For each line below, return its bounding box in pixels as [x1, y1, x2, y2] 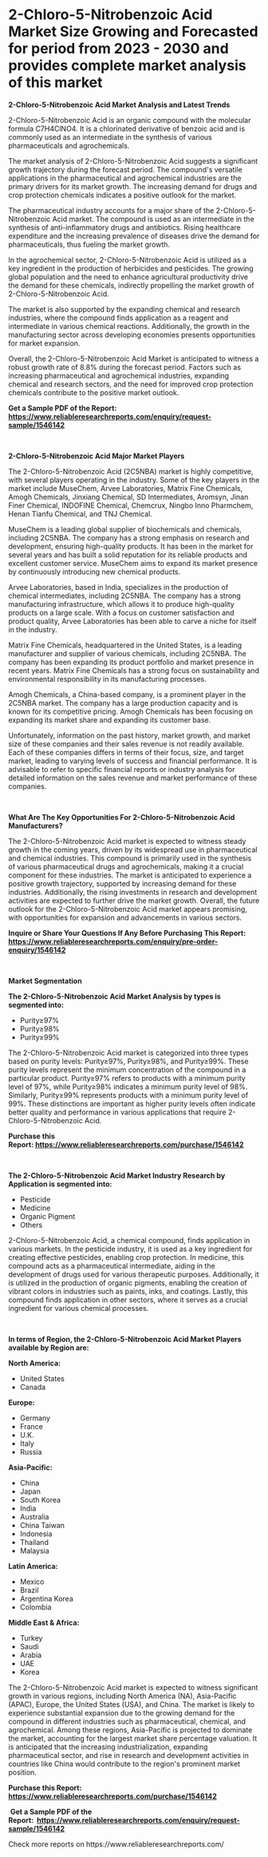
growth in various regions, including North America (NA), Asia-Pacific [8, 1691, 237, 1701]
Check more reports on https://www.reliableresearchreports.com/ [8, 1839, 225, 1849]
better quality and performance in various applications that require [8, 1107, 227, 1117]
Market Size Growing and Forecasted [8, 22, 258, 41]
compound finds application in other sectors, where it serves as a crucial [8, 1295, 248, 1305]
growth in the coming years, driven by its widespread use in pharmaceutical [8, 845, 258, 854]
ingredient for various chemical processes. [8, 1303, 149, 1313]
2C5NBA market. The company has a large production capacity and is [8, 698, 238, 707]
